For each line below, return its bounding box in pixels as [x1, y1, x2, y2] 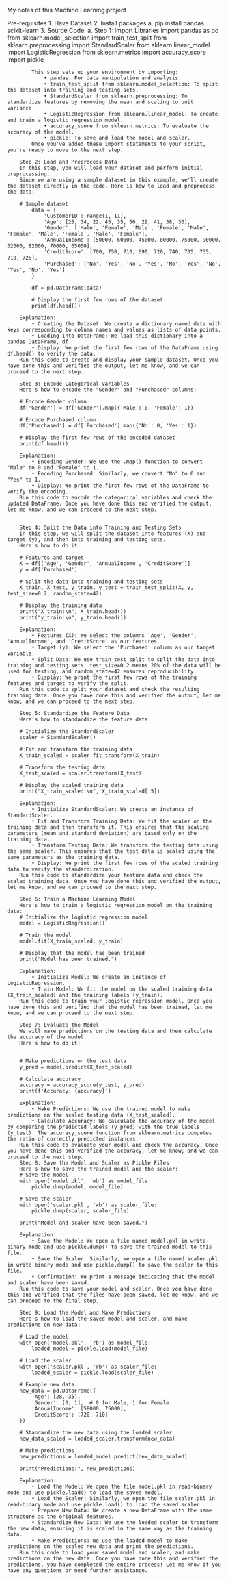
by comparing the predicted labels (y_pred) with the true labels [7, 1123, 200, 1130]
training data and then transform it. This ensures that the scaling [7, 824, 210, 831]
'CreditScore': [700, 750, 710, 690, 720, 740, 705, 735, [43, 249, 212, 256]
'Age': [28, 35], [31, 1393, 81, 1400]
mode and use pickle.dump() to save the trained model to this [28, 1243, 212, 1250]
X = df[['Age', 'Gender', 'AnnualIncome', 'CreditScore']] [19, 560, 191, 567]
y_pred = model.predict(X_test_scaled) [19, 1064, 133, 1071]
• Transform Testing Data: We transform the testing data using [31, 842, 218, 849]
